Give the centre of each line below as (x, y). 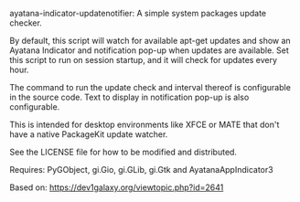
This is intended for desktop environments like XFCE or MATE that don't (145, 124)
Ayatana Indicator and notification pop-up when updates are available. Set (150, 50)
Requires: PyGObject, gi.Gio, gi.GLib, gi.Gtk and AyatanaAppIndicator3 (141, 170)
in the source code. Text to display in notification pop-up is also (129, 97)
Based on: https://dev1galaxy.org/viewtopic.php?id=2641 (117, 187)
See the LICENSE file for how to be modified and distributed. (123, 152)
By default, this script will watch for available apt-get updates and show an (150, 41)
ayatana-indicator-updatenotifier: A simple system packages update (138, 13)
